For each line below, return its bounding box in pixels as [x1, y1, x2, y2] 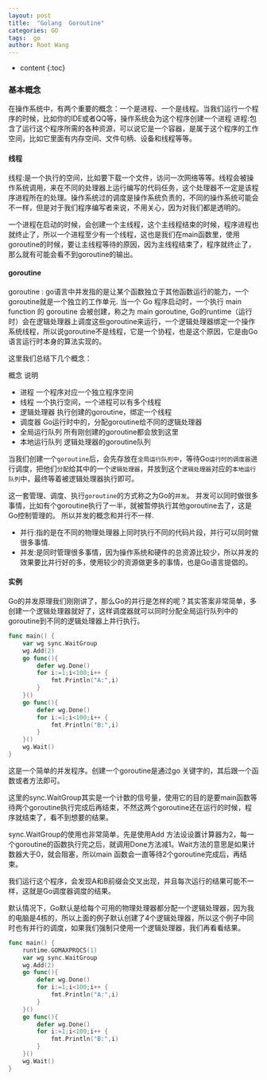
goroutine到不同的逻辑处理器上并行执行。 [8, 616, 145, 626]
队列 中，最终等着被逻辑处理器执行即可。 [8, 474, 139, 483]
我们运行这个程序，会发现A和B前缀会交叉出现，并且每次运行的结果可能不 [8, 876, 248, 886]
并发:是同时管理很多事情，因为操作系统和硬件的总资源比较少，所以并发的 [19, 547, 259, 557]
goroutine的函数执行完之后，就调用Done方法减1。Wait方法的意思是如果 [14, 839, 249, 848]
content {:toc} [19, 63, 66, 72]
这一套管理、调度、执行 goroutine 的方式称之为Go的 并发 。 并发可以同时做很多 [8, 490, 259, 500]
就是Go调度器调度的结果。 [29, 886, 115, 895]
